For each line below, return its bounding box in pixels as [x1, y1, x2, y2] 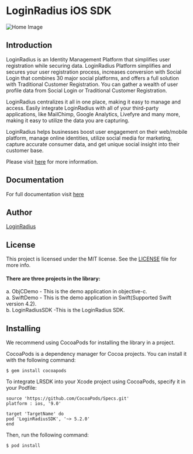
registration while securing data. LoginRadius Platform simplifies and [6, 62, 171, 69]
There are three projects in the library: [6, 275, 101, 282]
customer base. [6, 147, 44, 154]
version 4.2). [6, 300, 37, 307]
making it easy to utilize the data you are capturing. [6, 117, 130, 124]
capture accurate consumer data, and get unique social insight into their [6, 140, 180, 147]
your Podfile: [6, 384, 37, 391]
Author [6, 207, 32, 217]
